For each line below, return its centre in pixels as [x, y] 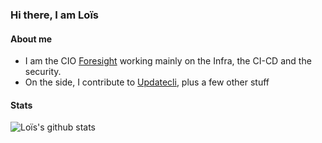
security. [43, 72]
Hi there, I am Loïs [54, 15]
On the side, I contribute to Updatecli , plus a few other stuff [147, 82]
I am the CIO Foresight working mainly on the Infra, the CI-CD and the [168, 61]
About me [31, 39]
